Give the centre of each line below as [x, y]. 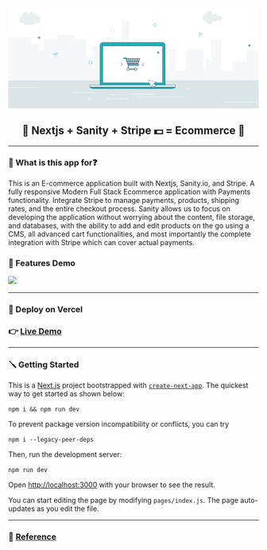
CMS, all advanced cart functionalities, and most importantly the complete [130, 234]
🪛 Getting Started [44, 365]
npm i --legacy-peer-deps [51, 439]
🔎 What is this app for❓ [53, 163]
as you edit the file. [68, 509]
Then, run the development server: [65, 454]
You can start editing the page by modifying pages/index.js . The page [124, 500]
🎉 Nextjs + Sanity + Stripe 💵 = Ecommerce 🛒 [133, 131]
